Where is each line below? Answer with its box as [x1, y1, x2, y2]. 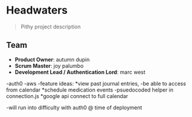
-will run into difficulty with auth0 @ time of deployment [6, 104, 142, 111]
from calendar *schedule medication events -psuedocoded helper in [6, 86, 174, 93]
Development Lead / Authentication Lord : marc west [14, 69, 146, 76]
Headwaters [6, 4, 68, 17]
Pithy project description [20, 23, 81, 30]
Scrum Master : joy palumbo [14, 62, 84, 69]
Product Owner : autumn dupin [14, 56, 90, 63]
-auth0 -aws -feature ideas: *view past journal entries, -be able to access [6, 80, 187, 87]
